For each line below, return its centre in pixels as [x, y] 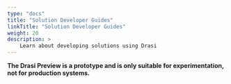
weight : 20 [23, 33]
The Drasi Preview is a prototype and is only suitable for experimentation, [115, 66]
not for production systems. [49, 73]
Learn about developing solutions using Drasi [88, 46]
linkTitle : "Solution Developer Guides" [67, 26]
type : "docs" [26, 14]
